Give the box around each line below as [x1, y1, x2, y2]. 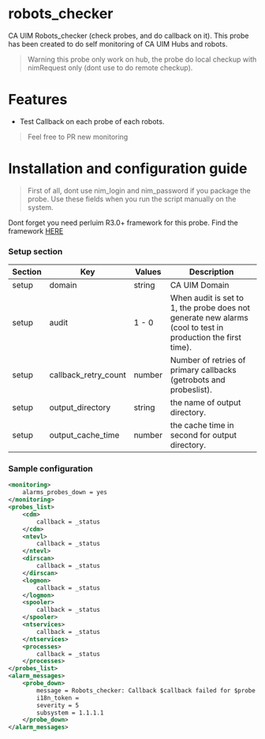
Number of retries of [170, 354, 246, 366]
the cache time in [170, 420, 234, 431]
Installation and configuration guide [8, 159, 248, 178]
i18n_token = [36, 694, 80, 702]
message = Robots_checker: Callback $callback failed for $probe [36, 686, 256, 695]
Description [188, 266, 234, 277]
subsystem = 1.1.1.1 [36, 708, 104, 717]
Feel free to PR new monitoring [27, 132, 129, 141]
